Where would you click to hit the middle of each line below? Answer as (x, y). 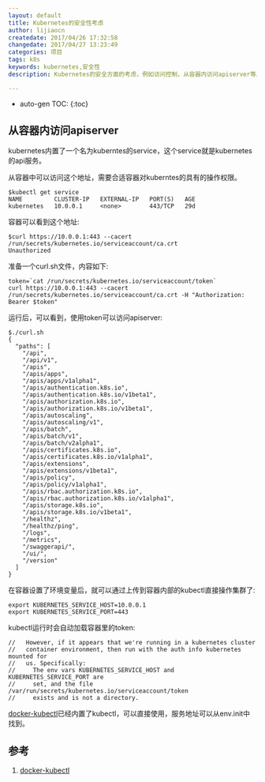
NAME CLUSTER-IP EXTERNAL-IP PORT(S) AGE (102, 199)
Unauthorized (30, 251)
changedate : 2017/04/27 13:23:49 (63, 45)
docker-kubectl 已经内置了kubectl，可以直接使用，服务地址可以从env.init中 (129, 714)
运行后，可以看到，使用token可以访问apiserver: (86, 318)
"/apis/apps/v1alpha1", (62, 381)
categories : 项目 (35, 52)
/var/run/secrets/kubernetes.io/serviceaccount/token (99, 691)
